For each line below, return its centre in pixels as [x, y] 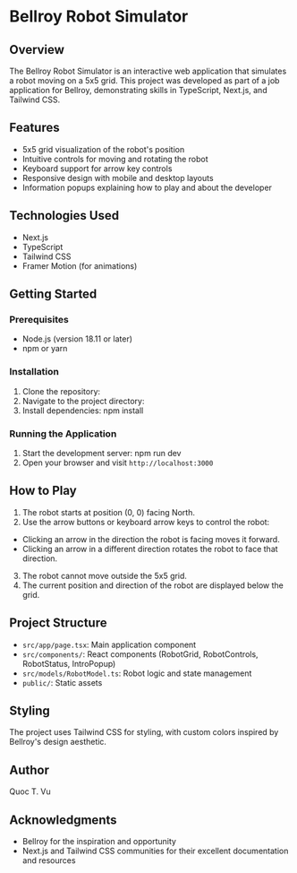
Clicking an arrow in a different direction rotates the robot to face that [150, 549]
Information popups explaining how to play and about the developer [147, 187]
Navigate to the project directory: [83, 401]
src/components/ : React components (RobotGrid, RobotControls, [140, 654]
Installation [34, 372]
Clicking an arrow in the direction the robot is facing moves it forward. [151, 539]
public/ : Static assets [62, 682]
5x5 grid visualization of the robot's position [103, 149]
